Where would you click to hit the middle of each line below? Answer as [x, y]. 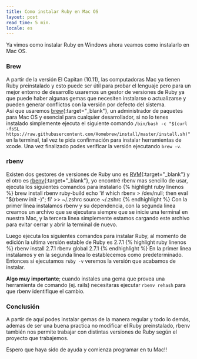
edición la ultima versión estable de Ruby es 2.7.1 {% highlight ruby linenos [96, 242]
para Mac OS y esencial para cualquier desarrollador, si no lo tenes [87, 117]
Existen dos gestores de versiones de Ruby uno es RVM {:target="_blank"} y [98, 174]
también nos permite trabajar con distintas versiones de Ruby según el [92, 332]
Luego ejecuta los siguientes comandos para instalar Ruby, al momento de [96, 236]
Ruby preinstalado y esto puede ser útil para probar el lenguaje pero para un [98, 86]
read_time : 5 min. [29, 22]
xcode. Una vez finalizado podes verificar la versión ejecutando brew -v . [94, 146]
